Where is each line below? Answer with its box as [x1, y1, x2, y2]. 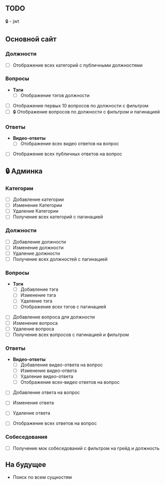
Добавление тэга [20, 286, 59, 292]
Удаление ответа [12, 410, 50, 416]
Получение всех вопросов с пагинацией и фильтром [12, 331, 130, 338]
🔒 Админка [5, 166, 43, 175]
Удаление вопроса [12, 326, 54, 332]
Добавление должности [12, 238, 66, 245]
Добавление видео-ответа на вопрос [20, 362, 103, 368]
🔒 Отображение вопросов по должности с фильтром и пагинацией [12, 108, 160, 115]
